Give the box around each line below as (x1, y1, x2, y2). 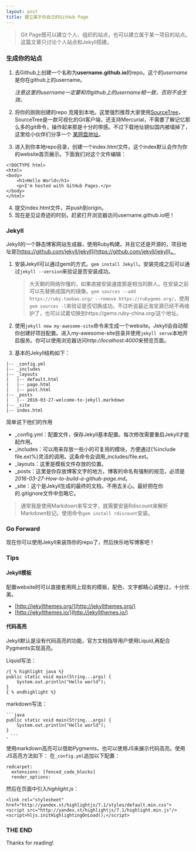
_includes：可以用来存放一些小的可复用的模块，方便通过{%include (14, 446, 176, 453)
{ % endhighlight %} (6, 689, 57, 695)
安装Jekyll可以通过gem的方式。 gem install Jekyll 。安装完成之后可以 (14, 260, 185, 268)
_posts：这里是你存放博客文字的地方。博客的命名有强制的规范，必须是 (14, 468, 185, 475)
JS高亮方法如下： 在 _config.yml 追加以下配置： (6, 752, 120, 759)
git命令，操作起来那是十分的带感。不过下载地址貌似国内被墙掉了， (30, 123, 191, 130)
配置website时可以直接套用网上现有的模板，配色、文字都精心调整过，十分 (6, 583, 185, 590)
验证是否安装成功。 (67, 268, 114, 275)
